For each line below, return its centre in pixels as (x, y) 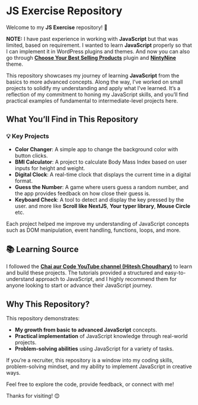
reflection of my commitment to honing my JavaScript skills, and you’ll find (97, 94)
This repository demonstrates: (43, 318)
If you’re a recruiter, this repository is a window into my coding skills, (90, 361)
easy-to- (175, 273)
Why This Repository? (48, 304)
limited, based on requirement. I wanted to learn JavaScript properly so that (99, 45)
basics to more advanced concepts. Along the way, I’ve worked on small (95, 82)
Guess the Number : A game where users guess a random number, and (101, 187)
